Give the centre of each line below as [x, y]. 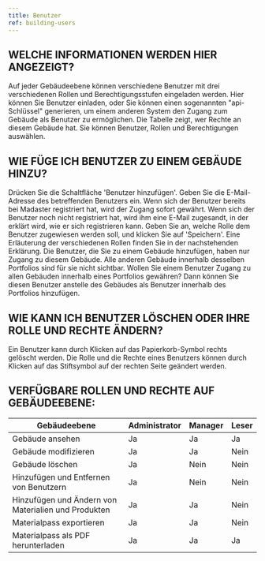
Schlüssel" [26, 111]
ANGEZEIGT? [41, 67]
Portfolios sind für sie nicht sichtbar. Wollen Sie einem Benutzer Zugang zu [129, 268]
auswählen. [27, 137]
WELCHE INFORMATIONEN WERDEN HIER [113, 55]
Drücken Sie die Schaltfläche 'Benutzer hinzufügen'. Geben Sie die [116, 193]
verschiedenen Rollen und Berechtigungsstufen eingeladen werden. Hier [126, 95]
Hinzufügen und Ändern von [65, 499]
